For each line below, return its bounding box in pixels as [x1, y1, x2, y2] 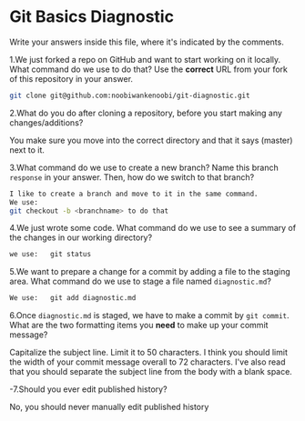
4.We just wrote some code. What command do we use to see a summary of [9, 223, 297, 234]
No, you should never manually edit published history [9, 402, 209, 413]
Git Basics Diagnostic [9, 6, 175, 27]
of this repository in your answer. [9, 73, 134, 84]
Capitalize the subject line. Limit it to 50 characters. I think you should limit [9, 347, 289, 358]
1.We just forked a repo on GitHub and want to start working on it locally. [9, 54, 281, 65]
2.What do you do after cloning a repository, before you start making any [9, 107, 282, 118]
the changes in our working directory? [9, 232, 153, 243]
